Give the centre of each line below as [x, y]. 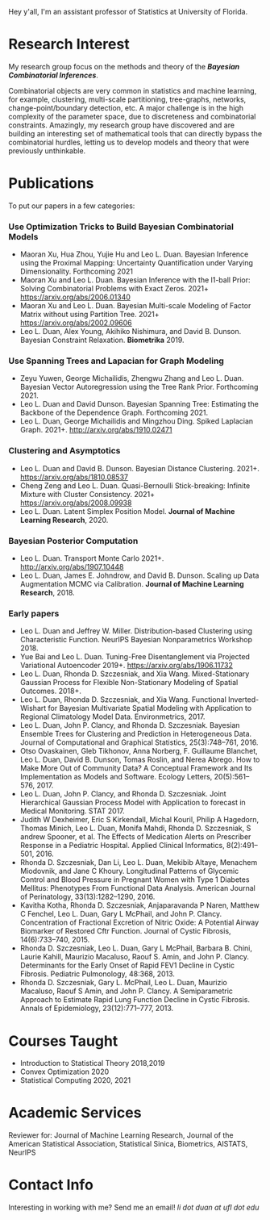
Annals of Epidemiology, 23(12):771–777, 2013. [97, 1009]
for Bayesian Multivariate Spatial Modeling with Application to [150, 708]
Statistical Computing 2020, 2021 [75, 1080]
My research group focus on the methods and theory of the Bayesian [124, 66]
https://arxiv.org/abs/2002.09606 [76, 323]
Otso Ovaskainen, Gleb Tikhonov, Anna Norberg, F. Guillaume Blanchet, [139, 751]
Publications [51, 184]
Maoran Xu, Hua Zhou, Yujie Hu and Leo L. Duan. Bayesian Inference [134, 254]
